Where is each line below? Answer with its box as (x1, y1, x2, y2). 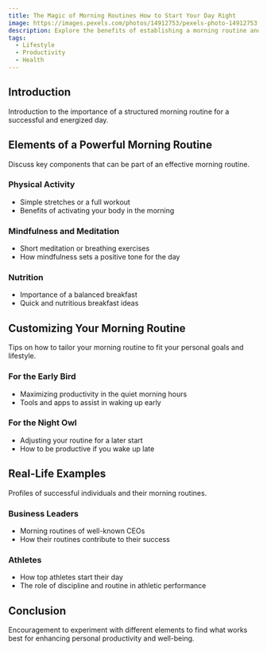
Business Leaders (8, 508, 79, 519)
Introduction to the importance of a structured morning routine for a (8, 107, 230, 116)
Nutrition (8, 272, 44, 283)
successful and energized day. (8, 115, 109, 124)
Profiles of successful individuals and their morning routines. (8, 488, 207, 497)
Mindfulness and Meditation (8, 225, 120, 236)
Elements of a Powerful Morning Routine (8, 138, 213, 152)
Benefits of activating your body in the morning (19, 205, 175, 215)
